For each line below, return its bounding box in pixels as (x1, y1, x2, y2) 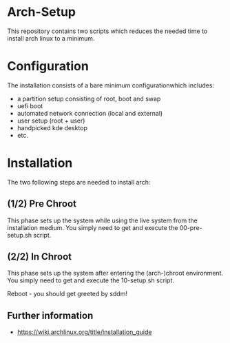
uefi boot (17, 101, 43, 110)
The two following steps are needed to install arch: (7, 178, 151, 186)
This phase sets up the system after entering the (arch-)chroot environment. (7, 269, 224, 278)
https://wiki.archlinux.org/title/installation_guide (17, 328, 152, 336)
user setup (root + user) (17, 116, 85, 125)
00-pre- (179, 223, 202, 231)
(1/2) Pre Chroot (7, 198, 77, 210)
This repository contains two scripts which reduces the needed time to (7, 27, 208, 35)
